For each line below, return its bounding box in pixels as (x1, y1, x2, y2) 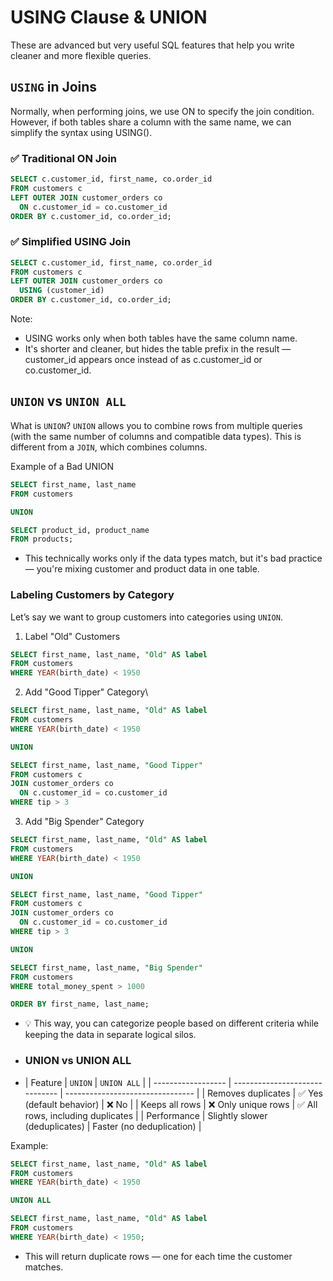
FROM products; (10, 534, 74, 545)
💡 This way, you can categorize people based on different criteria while (24, 1017, 319, 1030)
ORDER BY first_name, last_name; (10, 999, 150, 1010)
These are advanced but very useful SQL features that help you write (10, 39, 295, 51)
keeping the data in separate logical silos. (24, 1029, 197, 1041)
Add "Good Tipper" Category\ (24, 686, 149, 698)
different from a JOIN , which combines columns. (10, 441, 208, 453)
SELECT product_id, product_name (10, 525, 150, 535)
